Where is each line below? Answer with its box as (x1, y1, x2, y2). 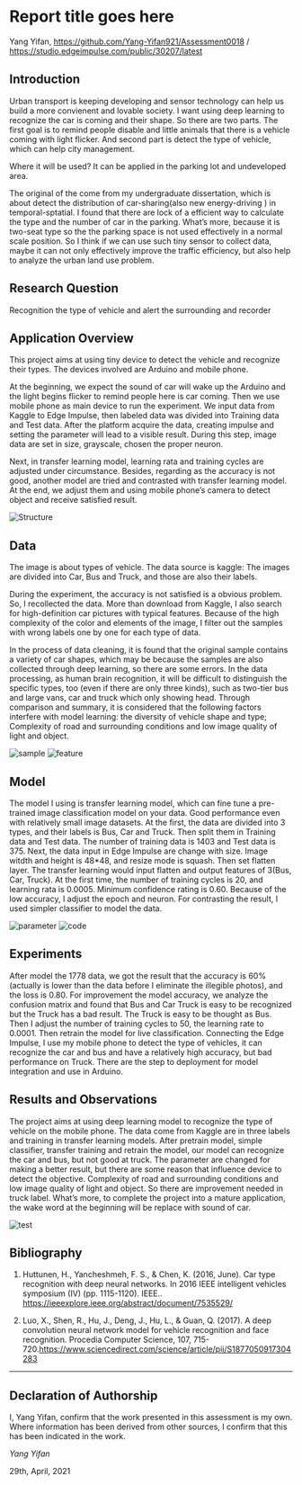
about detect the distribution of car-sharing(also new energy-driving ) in (9, 197, 277, 208)
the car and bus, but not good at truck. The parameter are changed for (9, 1154, 271, 1165)
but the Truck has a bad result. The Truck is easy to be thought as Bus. (9, 1008, 272, 1019)
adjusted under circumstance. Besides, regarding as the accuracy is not (9, 466, 276, 477)
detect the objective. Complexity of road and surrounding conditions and (9, 1173, 279, 1184)
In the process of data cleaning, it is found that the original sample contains (9, 645, 289, 656)
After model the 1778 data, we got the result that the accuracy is (9, 970, 247, 981)
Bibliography (9, 1246, 83, 1261)
